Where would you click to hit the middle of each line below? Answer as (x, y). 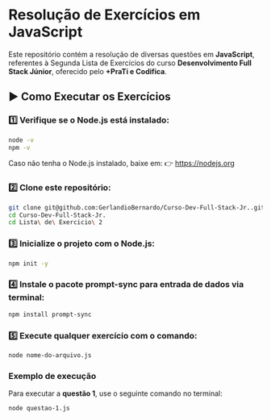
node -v (21, 140)
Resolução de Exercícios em (104, 15)
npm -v (19, 148)
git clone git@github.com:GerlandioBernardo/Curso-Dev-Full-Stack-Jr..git (137, 207)
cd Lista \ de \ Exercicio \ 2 (56, 222)
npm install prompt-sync (50, 314)
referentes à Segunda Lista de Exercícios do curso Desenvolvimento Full (130, 63)
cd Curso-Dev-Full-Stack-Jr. (57, 215)
